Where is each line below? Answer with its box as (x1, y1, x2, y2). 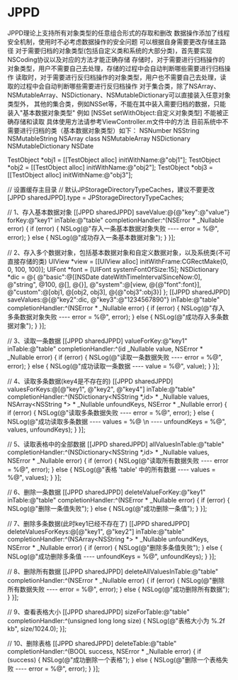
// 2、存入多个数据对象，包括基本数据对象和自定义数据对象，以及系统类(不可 (7, 248, 231, 256)
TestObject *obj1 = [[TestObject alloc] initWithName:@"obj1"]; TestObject (7, 155, 221, 164)
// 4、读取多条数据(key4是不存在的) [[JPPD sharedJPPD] (7, 377, 174, 385)
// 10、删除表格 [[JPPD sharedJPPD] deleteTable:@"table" (7, 639, 177, 647)
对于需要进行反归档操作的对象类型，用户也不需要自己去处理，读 (40, 72, 227, 82)
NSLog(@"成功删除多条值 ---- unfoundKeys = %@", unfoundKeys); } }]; (7, 552, 217, 561)
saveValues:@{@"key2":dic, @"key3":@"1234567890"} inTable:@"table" (7, 295, 220, 304)
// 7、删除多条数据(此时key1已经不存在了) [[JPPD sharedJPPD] (7, 519, 190, 527)
